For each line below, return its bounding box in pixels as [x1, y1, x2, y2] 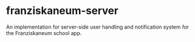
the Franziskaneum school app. [6, 29, 82, 36]
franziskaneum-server [6, 4, 119, 17]
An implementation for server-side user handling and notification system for [6, 23, 189, 30]
